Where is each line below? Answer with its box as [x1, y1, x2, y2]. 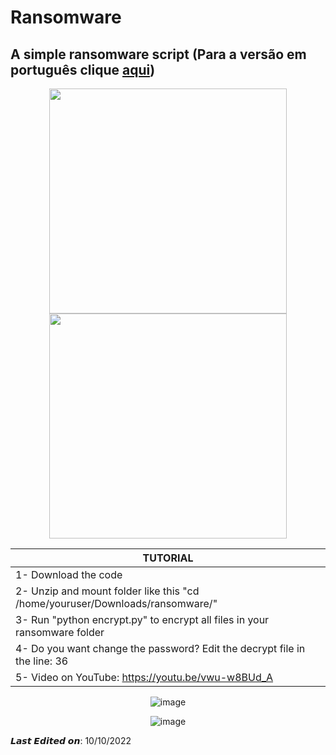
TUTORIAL [142, 551, 194, 565]
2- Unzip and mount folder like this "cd [15, 584, 200, 598]
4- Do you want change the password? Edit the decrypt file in [15, 642, 306, 655]
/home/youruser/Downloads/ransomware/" [15, 597, 218, 610]
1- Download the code [15, 568, 123, 581]
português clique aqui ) [10, 61, 156, 78]
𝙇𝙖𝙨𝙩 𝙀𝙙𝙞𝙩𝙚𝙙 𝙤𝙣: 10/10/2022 [10, 735, 132, 746]
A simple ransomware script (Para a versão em [10, 46, 307, 63]
